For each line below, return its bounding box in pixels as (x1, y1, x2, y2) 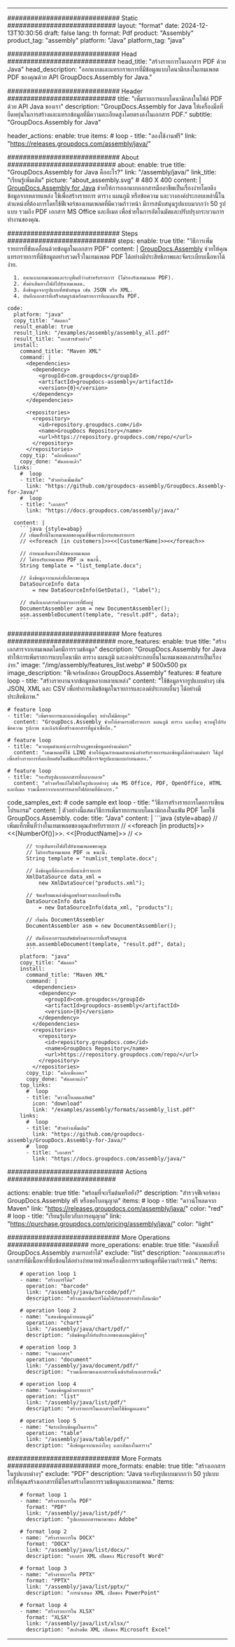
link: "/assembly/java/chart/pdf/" (25, 1326, 130, 1333)
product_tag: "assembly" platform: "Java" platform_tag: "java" (7, 36, 185, 44)
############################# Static (7, 14, 138, 22)
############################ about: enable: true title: (7, 160, 187, 169)
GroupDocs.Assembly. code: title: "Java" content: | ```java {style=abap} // (7, 814, 218, 822)
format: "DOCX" (25, 1541, 71, 1548)
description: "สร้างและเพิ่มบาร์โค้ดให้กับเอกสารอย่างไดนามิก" (25, 1295, 162, 1302)
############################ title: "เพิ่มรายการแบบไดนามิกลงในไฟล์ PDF (7, 95, 222, 102)
